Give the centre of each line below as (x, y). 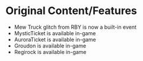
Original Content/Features (71, 11)
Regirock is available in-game (50, 52)
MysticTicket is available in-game (55, 33)
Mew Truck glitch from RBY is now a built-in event (75, 27)
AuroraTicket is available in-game (55, 39)
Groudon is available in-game (50, 46)
